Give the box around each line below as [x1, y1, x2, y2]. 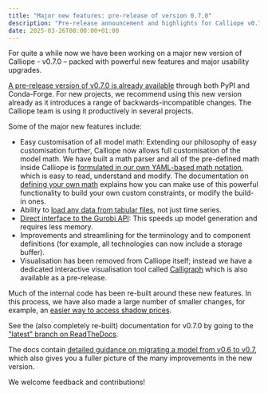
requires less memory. [19, 222, 93, 232]
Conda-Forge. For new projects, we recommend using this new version [8, 89, 242, 99]
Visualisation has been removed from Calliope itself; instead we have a [19, 256, 253, 266]
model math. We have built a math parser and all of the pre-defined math [19, 154, 260, 164]
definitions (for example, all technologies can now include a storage [19, 239, 243, 248]
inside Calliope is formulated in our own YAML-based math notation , [19, 163, 244, 173]
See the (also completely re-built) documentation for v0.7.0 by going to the [8, 321, 254, 331]
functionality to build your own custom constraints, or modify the [19, 189, 233, 198]
